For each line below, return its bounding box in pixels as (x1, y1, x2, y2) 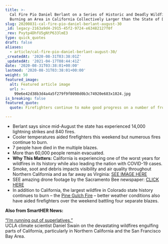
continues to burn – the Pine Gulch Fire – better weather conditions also (12, 192, 160, 198)
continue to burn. (12, 139, 48, 145)
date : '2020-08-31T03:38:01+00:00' (5, 63, 79, 68)
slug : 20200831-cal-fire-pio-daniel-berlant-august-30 (5, 21, 122, 27)
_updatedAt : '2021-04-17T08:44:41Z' (5, 59, 81, 64)
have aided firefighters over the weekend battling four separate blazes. (12, 198, 159, 203)
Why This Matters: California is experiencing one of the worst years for (12, 155, 160, 161)
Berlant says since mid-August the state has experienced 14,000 (12, 123, 146, 129)
